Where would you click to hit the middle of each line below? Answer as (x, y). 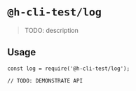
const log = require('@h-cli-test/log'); (69, 69)
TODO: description (52, 30)
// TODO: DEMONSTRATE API (45, 80)
